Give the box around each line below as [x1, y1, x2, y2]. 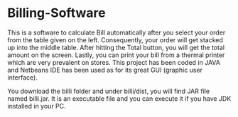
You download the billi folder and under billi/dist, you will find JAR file [7, 87, 210, 95]
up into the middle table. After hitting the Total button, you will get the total [7, 43, 225, 51]
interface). [7, 73, 38, 82]
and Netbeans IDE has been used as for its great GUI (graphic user [7, 66, 202, 74]
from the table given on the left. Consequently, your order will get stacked [7, 35, 224, 44]
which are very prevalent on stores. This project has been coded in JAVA [7, 58, 220, 66]
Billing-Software [7, 5, 106, 21]
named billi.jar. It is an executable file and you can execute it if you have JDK [7, 94, 232, 103]
